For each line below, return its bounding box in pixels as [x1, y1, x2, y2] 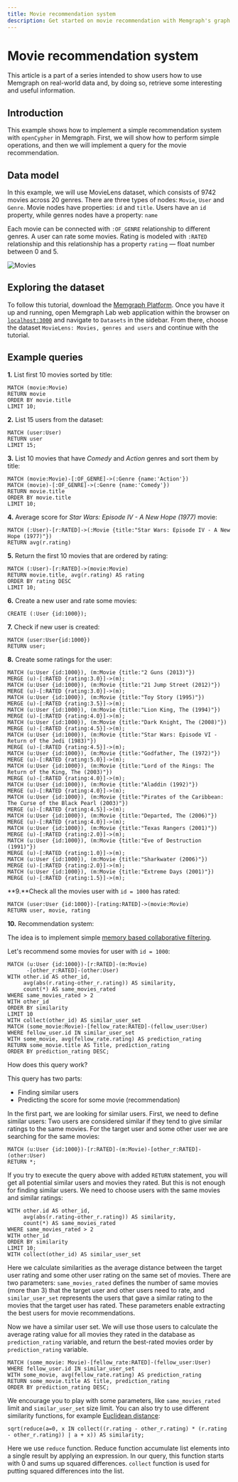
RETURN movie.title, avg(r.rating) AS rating [7, 571, 144, 579]
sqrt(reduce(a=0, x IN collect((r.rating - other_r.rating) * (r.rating [7, 1425, 227, 1432]
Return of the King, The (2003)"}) [7, 768, 113, 776]
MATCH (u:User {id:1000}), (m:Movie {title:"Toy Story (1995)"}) [7, 693, 205, 701]
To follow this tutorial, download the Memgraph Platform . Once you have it [7, 300, 225, 309]
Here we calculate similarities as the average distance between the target [7, 1263, 222, 1271]
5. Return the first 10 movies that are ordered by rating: [7, 551, 168, 559]
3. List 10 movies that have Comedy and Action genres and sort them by [7, 453, 219, 463]
